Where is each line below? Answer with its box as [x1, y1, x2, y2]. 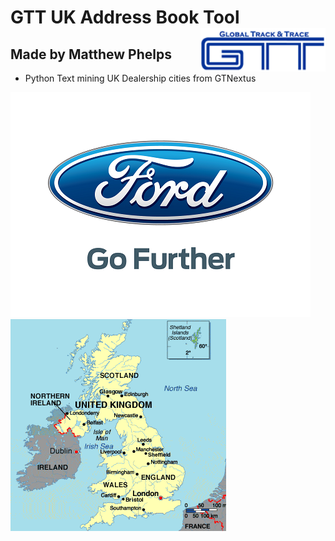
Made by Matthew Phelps [10, 46, 172, 63]
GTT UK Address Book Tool [10, 6, 240, 29]
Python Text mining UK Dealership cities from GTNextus [24, 72, 257, 84]
